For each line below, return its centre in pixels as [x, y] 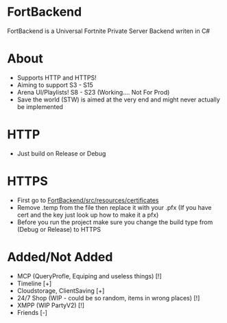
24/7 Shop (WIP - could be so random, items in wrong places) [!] [108, 298]
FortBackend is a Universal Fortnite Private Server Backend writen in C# [109, 31]
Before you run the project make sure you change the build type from [115, 222]
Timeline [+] [34, 283]
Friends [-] [32, 312]
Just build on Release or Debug [61, 153]
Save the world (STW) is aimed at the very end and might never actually [119, 99]
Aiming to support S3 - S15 [55, 85]
